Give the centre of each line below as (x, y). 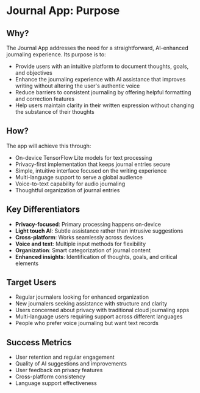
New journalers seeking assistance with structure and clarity (91, 304)
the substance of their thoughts (55, 112)
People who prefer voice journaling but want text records (87, 323)
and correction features (45, 99)
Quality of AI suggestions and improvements (71, 364)
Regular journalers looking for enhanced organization (82, 297)
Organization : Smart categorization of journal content (83, 250)
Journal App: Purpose (63, 11)
